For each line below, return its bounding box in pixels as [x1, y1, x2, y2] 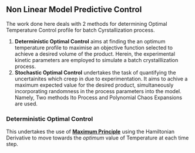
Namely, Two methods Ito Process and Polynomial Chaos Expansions [14, 94, 183, 101]
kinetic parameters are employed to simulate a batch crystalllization [14, 56, 179, 63]
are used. [14, 100, 38, 107]
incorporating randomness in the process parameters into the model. [14, 87, 181, 94]
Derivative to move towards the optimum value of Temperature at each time [6, 134, 189, 141]
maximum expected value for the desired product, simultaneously [14, 81, 174, 89]
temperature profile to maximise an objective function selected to [14, 44, 173, 51]
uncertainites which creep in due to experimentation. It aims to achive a [14, 75, 188, 82]
